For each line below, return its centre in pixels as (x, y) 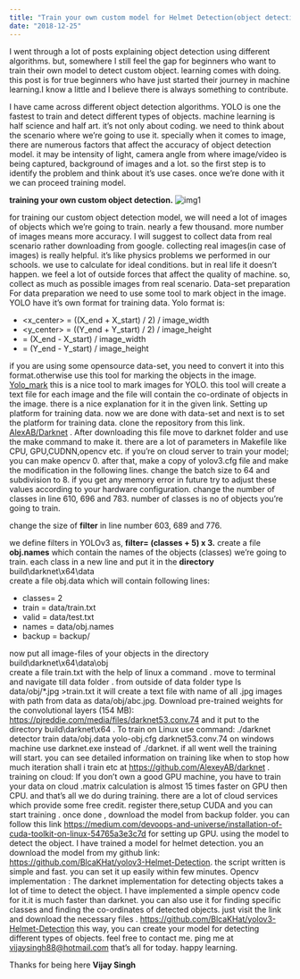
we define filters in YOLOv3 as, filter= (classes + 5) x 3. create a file (135, 542)
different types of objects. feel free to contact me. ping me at (121, 938)
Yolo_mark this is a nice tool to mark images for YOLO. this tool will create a (148, 384)
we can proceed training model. (68, 182)
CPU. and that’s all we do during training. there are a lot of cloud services (144, 795)
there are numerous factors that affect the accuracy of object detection (140, 145)
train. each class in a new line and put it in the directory (112, 561)
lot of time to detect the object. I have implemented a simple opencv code (145, 891)
